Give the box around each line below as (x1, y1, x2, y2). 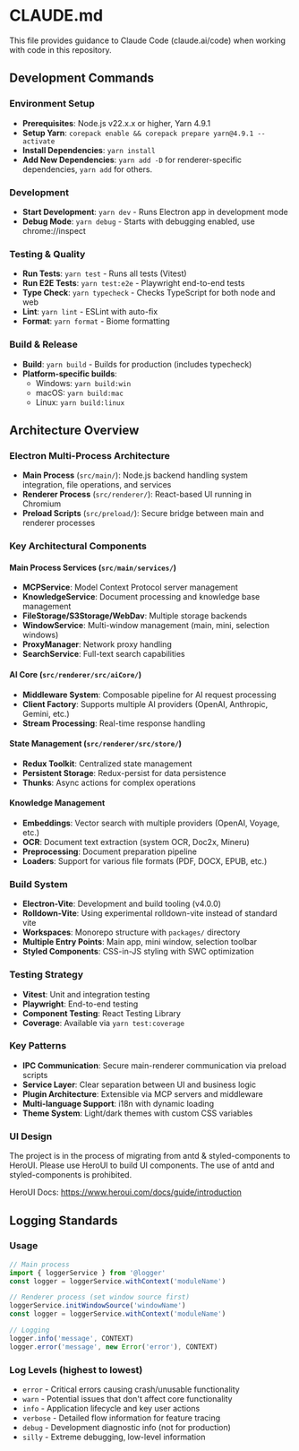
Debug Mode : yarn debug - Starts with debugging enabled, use (21, 216, 255, 227)
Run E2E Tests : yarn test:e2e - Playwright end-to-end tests (21, 278, 245, 289)
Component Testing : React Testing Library (21, 1007, 182, 1018)
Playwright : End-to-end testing (21, 998, 139, 1009)
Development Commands (9, 71, 155, 86)
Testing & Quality (9, 247, 86, 260)
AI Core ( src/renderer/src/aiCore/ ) (9, 669, 142, 679)
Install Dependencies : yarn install (21, 144, 156, 155)
